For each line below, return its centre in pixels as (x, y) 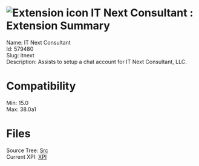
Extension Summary (58, 26)
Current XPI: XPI (27, 156)
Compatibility (41, 86)
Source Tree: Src (27, 150)
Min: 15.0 (18, 103)
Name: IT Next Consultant (38, 42)
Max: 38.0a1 (21, 109)
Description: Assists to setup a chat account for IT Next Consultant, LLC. (97, 62)
